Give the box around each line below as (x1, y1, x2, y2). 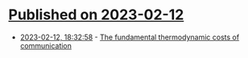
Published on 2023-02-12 (8, 6, 184, 24)
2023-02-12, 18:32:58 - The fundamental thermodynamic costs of (19, 32, 240, 42)
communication (19, 40, 72, 50)
